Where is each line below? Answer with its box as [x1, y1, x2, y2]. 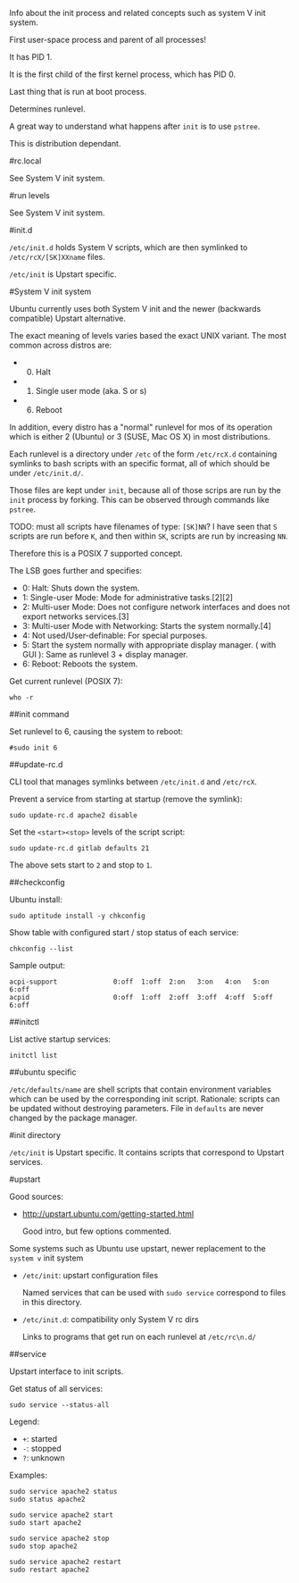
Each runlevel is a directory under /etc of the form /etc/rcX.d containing [9, 448, 278, 459]
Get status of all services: [9, 1384, 104, 1394]
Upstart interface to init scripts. [9, 1366, 124, 1377]
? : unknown [21, 1453, 65, 1463]
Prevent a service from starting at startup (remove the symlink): [9, 794, 243, 804]
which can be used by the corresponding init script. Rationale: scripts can [9, 1093, 280, 1104]
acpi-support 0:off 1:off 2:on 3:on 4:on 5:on [9, 977, 270, 986]
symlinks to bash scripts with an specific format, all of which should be [9, 458, 270, 468]
